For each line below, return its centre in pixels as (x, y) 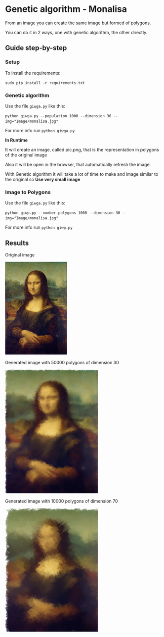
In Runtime (17, 140)
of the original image (26, 155)
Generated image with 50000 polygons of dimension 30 (62, 363)
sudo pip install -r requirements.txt (45, 83)
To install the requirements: (33, 73)
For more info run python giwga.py (40, 130)
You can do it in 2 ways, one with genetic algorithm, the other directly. (76, 32)
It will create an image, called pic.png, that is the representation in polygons (82, 149)
